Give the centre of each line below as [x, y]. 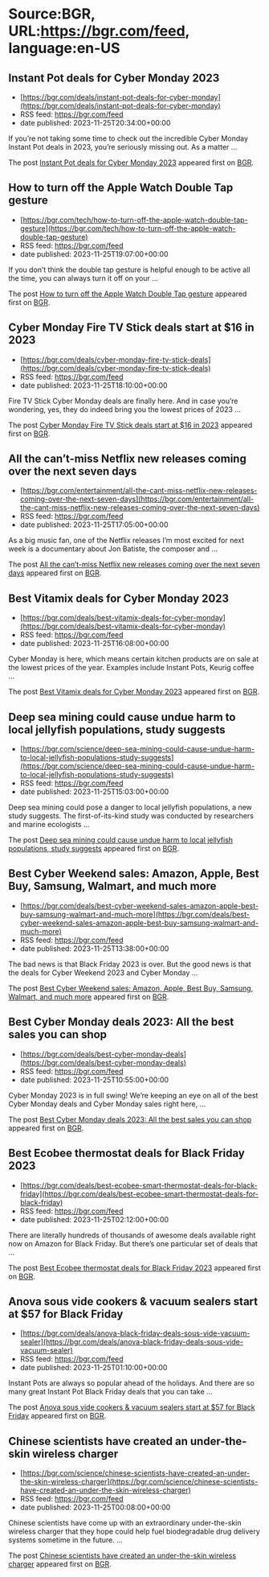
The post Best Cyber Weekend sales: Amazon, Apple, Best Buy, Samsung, [131, 988]
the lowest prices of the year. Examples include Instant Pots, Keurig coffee [131, 668]
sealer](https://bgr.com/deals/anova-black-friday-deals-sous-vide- [131, 1342]
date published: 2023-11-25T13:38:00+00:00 [94, 948]
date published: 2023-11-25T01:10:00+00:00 [94, 1368]
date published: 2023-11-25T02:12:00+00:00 [94, 1219]
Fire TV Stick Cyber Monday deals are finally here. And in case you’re [123, 401]
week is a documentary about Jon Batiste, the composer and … [113, 549]
